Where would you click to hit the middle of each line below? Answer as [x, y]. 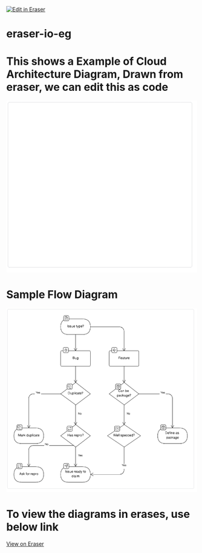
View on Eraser [25, 544]
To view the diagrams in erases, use [98, 514]
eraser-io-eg [39, 34]
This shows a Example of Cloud [86, 61]
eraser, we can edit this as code [87, 87]
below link [32, 527]
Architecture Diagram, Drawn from [95, 74]
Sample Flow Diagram [62, 295]
